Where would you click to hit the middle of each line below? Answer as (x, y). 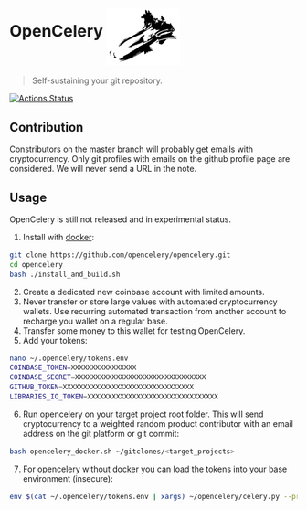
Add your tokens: (55, 340)
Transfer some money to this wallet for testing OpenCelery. (134, 330)
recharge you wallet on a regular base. (95, 321)
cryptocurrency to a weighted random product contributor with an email (158, 423)
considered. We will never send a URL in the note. (103, 169)
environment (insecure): (68, 478)
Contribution (47, 127)
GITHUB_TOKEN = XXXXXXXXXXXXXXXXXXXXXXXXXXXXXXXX (102, 388)
